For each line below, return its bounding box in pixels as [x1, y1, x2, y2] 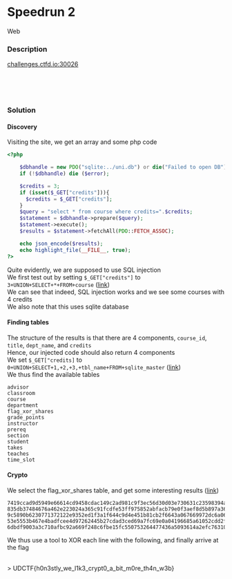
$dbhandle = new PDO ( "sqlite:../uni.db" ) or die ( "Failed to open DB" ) [19, 164, 227, 171]
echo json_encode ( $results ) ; [19, 240, 104, 247]
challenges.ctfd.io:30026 [7, 60, 79, 68]
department [7, 402, 39, 409]
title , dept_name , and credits [7, 340, 92, 349]
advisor [7, 383, 30, 391]
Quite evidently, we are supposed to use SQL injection [7, 266, 161, 274]
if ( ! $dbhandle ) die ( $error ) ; [19, 170, 110, 177]
